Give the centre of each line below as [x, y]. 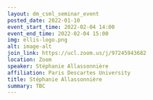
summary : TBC [26, 86]
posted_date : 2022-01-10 [44, 20]
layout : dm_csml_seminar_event [53, 14]
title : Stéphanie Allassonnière [55, 79]
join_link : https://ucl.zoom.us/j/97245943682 [77, 54]
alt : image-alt [30, 46]
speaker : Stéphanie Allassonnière [58, 66]
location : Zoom [30, 60]
